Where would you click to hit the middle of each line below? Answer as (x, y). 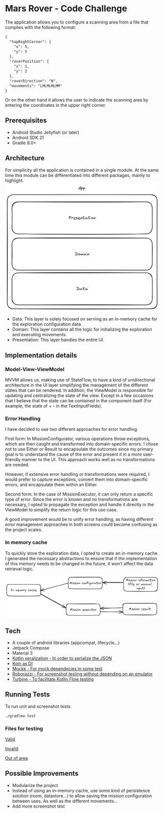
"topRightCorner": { (30, 42)
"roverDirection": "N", (34, 81)
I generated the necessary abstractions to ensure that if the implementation (81, 558)
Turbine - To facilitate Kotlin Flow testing (53, 679)
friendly (13, 460)
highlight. (14, 180)
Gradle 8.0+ (24, 143)
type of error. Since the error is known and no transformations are (71, 499)
